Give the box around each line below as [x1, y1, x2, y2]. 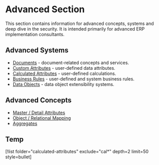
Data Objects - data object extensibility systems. [12, 81, 114, 87]
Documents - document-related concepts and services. [12, 60, 130, 66]
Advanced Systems [5, 46, 69, 54]
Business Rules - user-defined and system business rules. [12, 75, 135, 82]
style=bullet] [5, 154, 32, 160]
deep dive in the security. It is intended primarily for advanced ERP [5, 25, 145, 32]
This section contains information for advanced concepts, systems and [5, 20, 154, 26]
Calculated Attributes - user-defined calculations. [12, 70, 116, 76]
